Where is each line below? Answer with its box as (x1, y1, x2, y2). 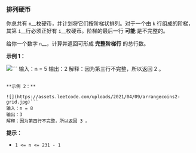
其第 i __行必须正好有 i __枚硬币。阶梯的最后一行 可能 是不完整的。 (6, 27, 169, 35)
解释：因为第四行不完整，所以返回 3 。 (6, 118, 90, 124)
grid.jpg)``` (6, 99, 39, 105)
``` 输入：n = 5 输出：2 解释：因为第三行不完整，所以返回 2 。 (12, 65, 164, 73)
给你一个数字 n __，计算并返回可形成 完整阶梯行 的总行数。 (6, 40, 149, 47)
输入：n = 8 (6, 105, 33, 111)
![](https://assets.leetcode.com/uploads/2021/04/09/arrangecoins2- (6, 94, 180, 100)
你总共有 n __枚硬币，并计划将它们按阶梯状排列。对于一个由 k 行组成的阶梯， (6, 20, 194, 27)
